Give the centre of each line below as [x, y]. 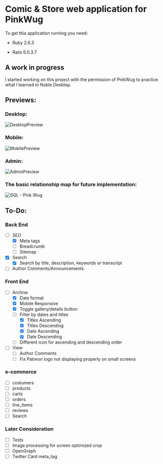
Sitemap [28, 252]
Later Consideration [29, 429]
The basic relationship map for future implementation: [71, 184]
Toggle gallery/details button [48, 309]
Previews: [21, 100]
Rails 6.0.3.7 [24, 52]
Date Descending [44, 337]
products [21, 388]
